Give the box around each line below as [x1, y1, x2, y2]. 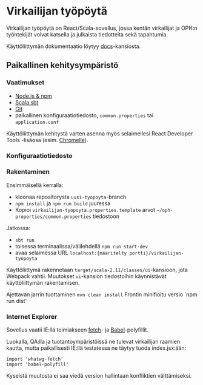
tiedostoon [93, 213, 120, 220]
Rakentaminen [6, 168, 50, 176]
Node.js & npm [15, 92, 53, 100]
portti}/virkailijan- [129, 250, 184, 256]
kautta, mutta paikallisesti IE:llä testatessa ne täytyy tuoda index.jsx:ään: [6, 344, 187, 352]
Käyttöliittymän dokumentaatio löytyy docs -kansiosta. [6, 43, 141, 50]
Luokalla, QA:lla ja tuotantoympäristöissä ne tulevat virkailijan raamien [6, 338, 181, 346]
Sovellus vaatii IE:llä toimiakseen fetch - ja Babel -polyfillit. [6, 326, 148, 333]
